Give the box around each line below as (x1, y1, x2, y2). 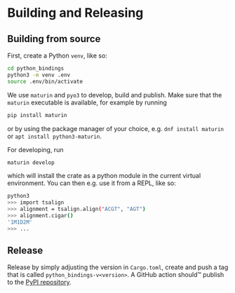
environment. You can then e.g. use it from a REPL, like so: (7, 179, 177, 187)
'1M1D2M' (7, 219, 33, 226)
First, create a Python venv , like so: (7, 51, 107, 60)
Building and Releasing (7, 5, 144, 21)
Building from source (7, 33, 101, 45)
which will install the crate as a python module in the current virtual (7, 172, 201, 180)
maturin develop (7, 159, 55, 166)
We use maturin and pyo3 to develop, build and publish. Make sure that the (7, 90, 222, 99)
